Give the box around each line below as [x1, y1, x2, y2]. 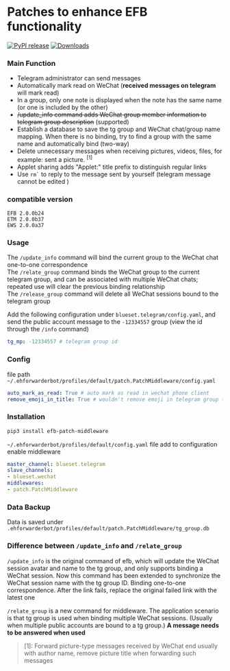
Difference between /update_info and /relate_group [7, 541, 183, 551]
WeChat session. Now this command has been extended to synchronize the [7, 571, 221, 580]
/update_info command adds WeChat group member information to [16, 110, 207, 119]
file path [7, 370, 31, 378]
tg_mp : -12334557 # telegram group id [7, 338, 118, 345]
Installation [7, 412, 46, 422]
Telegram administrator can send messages [16, 74, 142, 82]
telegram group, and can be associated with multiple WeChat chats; [7, 275, 199, 283]
